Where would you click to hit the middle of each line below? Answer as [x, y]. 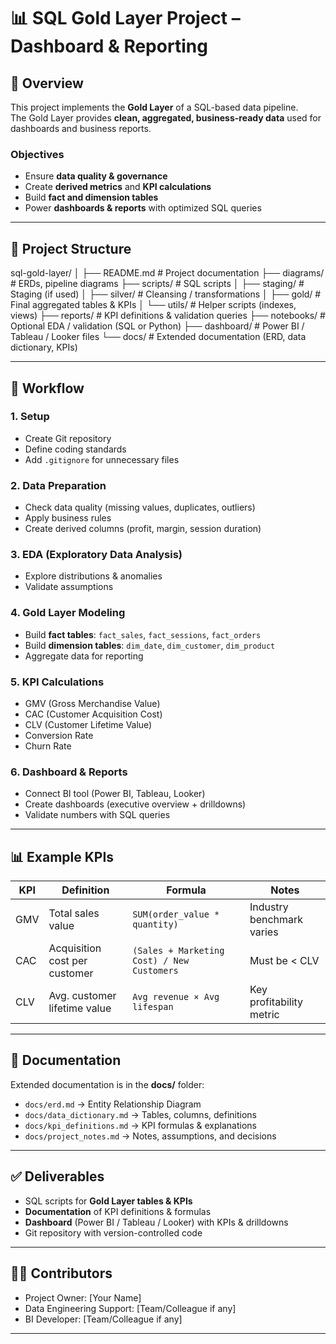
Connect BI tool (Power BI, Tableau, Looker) [115, 794]
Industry [269, 907]
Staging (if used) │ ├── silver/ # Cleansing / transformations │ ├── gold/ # [166, 294]
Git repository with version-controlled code [113, 1232]
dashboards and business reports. [81, 128]
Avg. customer [82, 996]
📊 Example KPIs [62, 856]
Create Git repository [68, 438]
